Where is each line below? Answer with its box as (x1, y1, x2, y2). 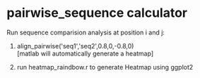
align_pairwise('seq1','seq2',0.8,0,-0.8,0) (16, 41, 134, 50)
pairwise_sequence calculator (6, 5, 188, 21)
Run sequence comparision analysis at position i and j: (6, 28, 165, 37)
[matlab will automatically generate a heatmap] (16, 49, 153, 58)
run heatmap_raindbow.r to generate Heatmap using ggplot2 (16, 63, 194, 71)
